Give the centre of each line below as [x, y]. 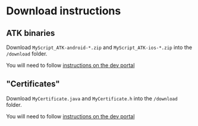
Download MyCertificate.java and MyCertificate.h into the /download [92, 98]
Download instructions [64, 11]
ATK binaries [31, 33]
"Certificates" [33, 84]
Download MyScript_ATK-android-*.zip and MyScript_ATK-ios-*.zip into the [99, 47]
